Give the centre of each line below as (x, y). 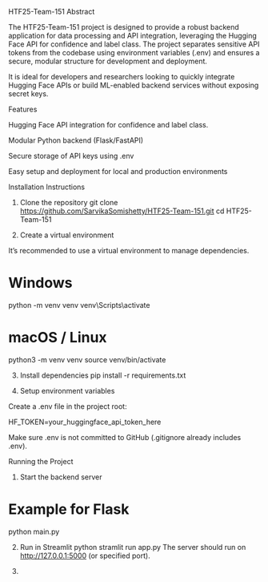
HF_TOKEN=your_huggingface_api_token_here (85, 422)
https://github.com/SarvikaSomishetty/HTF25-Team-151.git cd (122, 211)
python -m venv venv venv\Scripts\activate (79, 305)
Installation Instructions (47, 187)
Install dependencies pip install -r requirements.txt (103, 375)
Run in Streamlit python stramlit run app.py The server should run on (133, 547)
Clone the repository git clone (69, 202)
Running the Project (41, 461)
